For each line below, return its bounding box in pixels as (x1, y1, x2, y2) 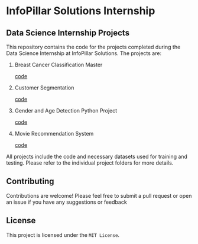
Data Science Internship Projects (6, 28, 130, 38)
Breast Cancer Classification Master (14, 61, 103, 68)
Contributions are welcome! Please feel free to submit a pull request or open (6, 192, 192, 199)
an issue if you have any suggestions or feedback (6, 198, 127, 206)
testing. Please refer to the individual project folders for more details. (6, 159, 174, 166)
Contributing (6, 176, 54, 187)
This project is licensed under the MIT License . (6, 231, 120, 238)
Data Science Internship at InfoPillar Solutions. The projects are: (6, 50, 161, 57)
